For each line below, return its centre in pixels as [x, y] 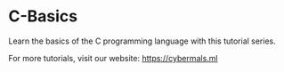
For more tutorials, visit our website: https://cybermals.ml [113, 58]
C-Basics [43, 16]
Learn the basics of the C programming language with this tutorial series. [142, 41]
